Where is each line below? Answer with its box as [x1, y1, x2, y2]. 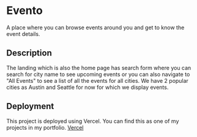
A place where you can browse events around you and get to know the [6, 24, 185, 31]
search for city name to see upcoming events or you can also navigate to [6, 71, 190, 78]
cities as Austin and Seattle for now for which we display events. [6, 83, 169, 91]
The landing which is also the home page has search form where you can [6, 64, 191, 71]
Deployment [6, 101, 54, 111]
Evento [6, 4, 43, 18]
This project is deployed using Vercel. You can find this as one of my [6, 117, 179, 125]
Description [6, 48, 52, 58]
